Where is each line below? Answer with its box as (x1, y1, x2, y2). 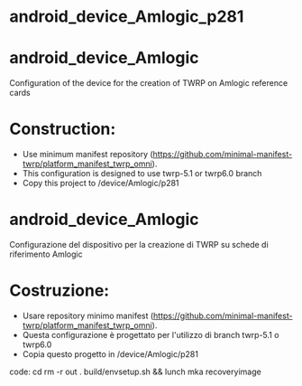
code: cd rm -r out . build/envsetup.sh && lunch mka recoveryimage (9, 366, 261, 377)
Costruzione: (9, 280, 110, 301)
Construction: (9, 119, 116, 139)
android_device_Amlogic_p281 (9, 6, 244, 27)
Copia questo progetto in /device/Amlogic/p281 (22, 348, 198, 359)
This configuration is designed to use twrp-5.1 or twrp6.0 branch (22, 168, 262, 179)
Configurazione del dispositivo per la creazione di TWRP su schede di (9, 240, 269, 249)
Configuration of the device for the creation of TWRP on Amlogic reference (9, 78, 288, 89)
